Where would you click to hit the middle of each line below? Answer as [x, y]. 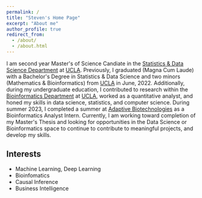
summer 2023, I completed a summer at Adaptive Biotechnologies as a [96, 109]
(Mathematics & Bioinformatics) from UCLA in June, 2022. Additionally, [96, 82]
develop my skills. [29, 134]
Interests [24, 154]
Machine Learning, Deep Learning [58, 169]
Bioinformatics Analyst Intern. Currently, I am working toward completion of [101, 115]
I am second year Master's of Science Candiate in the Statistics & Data [95, 63]
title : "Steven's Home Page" [43, 18]
